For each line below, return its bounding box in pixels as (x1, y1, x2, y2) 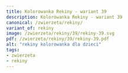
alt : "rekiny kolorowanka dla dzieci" (6, 42, 101, 48)
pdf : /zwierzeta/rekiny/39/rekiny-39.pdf (6, 36, 110, 42)
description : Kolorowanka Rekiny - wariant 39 (6, 14, 123, 20)
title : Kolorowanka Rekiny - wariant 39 (6, 8, 107, 15)
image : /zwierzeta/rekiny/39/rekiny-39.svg (6, 31, 115, 36)
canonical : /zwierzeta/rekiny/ (6, 19, 83, 25)
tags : (6, 47, 19, 53)
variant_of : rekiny (6, 25, 54, 31)
